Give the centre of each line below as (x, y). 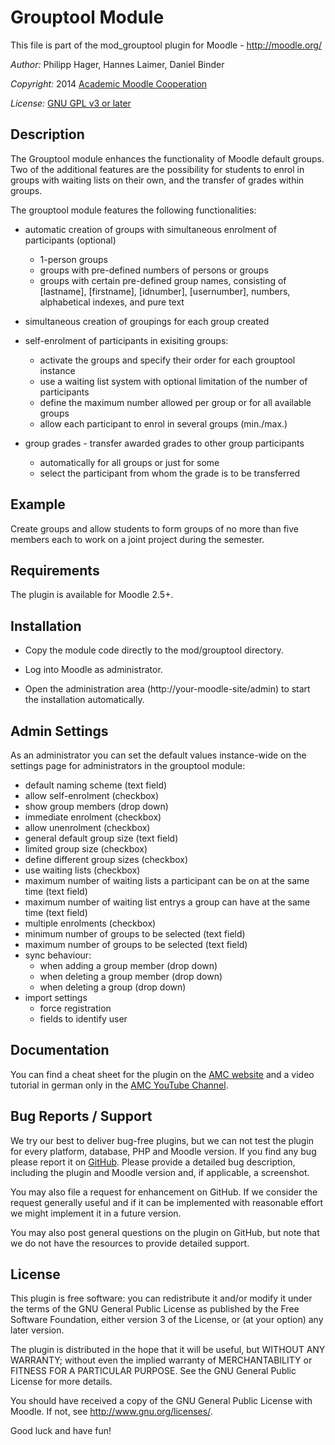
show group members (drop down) (96, 806)
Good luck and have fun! (61, 1431)
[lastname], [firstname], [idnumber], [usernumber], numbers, (165, 291)
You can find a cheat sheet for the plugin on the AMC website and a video (162, 1074)
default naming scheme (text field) (96, 785)
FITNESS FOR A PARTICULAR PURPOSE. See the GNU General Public (153, 1371)
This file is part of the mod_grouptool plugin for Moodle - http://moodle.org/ (166, 45)
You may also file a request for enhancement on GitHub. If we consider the (164, 1192)
